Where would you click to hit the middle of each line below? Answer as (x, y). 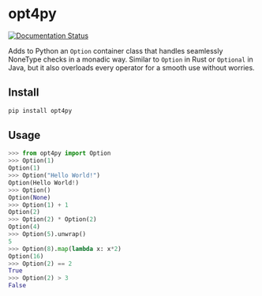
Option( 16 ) (26, 256)
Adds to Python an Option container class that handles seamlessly (116, 51)
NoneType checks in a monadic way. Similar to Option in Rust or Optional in (131, 59)
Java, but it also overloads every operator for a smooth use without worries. (131, 67)
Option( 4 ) (24, 227)
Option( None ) (30, 197)
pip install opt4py (40, 111)
